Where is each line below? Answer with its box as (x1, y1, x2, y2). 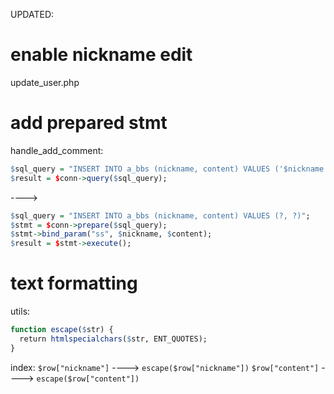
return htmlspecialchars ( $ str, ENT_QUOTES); (19, 334, 208, 344)
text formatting (10, 272, 138, 295)
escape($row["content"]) (36, 374, 140, 384)
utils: (10, 305, 31, 318)
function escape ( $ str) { (10, 325, 114, 335)
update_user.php (10, 76, 80, 88)
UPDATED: (10, 9, 55, 20)
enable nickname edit (10, 44, 193, 66)
